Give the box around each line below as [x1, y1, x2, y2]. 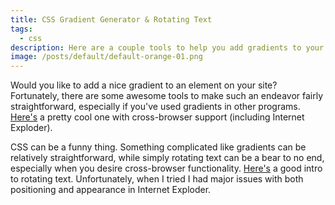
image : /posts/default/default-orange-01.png [10, 52, 203, 62]
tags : [10, 24, 33, 34]
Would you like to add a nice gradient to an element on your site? [10, 79, 278, 91]
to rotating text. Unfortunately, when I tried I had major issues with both [10, 173, 304, 185]
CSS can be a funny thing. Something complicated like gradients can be [10, 141, 307, 153]
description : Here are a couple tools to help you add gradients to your [10, 42, 325, 53]
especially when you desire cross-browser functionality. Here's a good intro [10, 162, 323, 175]
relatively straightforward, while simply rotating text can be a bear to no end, [10, 152, 325, 164]
